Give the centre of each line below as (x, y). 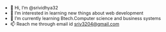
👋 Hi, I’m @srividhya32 (34, 8)
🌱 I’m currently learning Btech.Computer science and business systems (86, 18)
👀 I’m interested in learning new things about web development (77, 13)
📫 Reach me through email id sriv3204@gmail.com (65, 24)
